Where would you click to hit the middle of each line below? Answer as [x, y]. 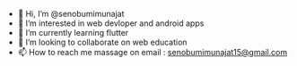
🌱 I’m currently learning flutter [73, 33]
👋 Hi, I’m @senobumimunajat [71, 14]
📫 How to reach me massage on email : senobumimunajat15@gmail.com [153, 52]
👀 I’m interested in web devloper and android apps [111, 23]
